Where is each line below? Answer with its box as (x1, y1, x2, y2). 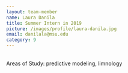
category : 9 (6, 37, 36, 43)
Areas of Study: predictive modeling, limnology (6, 60, 123, 67)
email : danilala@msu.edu (6, 31, 69, 37)
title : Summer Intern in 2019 (6, 20, 82, 26)
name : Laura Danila (6, 14, 55, 21)
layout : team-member (6, 8, 58, 15)
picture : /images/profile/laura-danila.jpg (6, 25, 117, 32)
